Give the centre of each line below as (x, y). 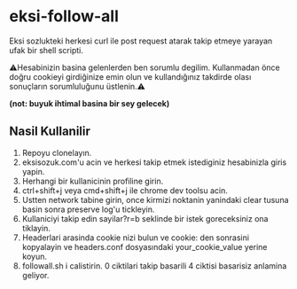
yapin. (33, 171)
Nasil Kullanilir (50, 132)
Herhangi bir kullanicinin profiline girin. (93, 181)
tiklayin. (36, 228)
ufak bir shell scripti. (47, 50)
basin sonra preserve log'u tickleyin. (88, 209)
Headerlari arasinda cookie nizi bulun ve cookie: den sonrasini (136, 238)
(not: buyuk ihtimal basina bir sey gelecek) (90, 103)
